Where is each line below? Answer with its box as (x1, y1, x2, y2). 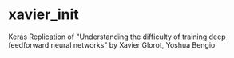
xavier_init (8, 6, 80, 24)
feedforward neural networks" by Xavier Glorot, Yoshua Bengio (8, 40, 216, 49)
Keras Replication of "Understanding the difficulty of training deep (8, 32, 226, 41)
